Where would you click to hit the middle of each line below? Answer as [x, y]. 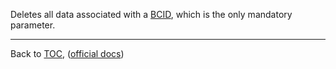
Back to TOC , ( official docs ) [67, 53]
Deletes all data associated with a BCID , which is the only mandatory [151, 14]
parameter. [33, 25]
